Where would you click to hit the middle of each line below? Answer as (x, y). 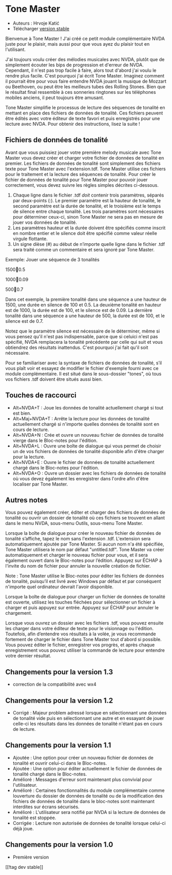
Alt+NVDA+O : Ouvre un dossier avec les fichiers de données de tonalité (89, 473)
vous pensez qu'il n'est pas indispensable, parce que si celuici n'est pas (82, 336)
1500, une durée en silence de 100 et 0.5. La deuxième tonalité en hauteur (83, 305)
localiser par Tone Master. (40, 484)
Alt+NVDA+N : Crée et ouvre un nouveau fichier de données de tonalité (88, 435)
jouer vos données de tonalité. (45, 222)
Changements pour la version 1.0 (59, 845)
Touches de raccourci (41, 395)
